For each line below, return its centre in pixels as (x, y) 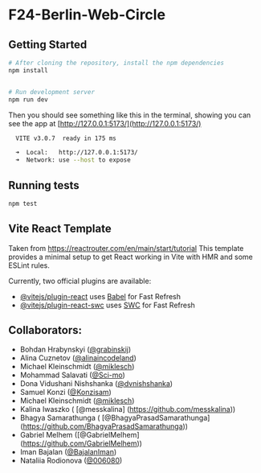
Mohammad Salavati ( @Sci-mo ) (73, 375)
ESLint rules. (29, 265)
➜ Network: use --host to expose (73, 160)
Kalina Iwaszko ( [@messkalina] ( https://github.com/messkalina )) (128, 409)
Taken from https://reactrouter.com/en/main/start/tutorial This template (126, 248)
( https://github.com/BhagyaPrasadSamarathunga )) (104, 426)
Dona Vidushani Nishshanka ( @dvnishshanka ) (96, 384)
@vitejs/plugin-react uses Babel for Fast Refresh (100, 296)
